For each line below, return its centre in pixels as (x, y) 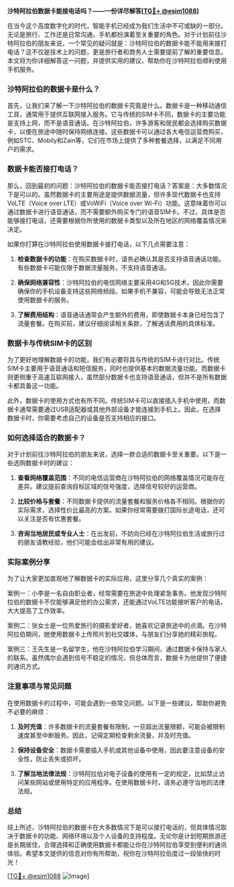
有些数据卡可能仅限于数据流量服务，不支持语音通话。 (94, 267)
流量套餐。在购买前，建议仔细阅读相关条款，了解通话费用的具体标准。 (118, 323)
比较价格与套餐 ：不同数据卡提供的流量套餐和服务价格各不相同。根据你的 (121, 501)
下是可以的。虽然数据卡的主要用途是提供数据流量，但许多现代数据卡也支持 (114, 194)
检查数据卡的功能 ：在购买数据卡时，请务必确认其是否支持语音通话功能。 (121, 259)
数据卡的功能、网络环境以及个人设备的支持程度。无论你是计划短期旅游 (120, 836)
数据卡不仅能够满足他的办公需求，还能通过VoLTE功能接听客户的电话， (126, 602)
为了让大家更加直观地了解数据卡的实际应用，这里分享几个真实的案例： (108, 579)
